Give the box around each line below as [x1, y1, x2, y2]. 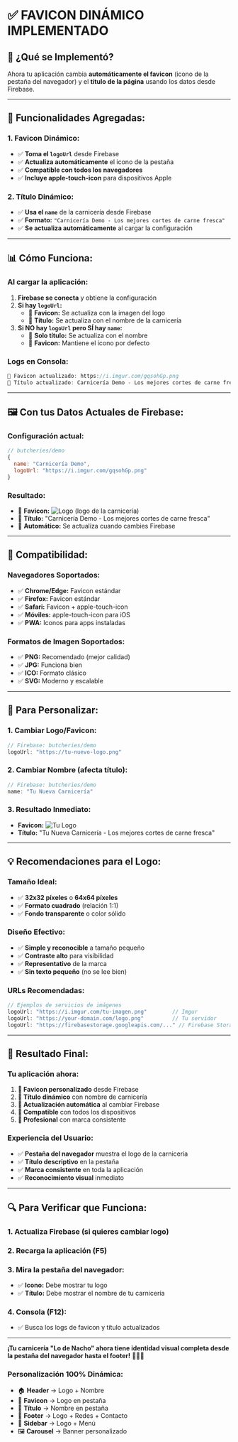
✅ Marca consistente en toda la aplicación [17, 1165, 144, 1173]
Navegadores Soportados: [7, 570, 101, 580]
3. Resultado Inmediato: [7, 805, 91, 815]
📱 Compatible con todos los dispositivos [17, 1108, 137, 1117]
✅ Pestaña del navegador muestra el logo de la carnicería [17, 1149, 188, 1158]
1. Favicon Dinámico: [7, 134, 80, 143]
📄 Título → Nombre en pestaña [17, 1404, 108, 1412]
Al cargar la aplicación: [7, 277, 89, 287]
